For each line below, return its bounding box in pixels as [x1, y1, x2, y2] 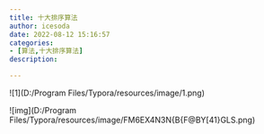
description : [9, 55, 58, 64]
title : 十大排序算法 [9, 13, 78, 22]
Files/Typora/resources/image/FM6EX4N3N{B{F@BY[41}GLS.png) [9, 114, 256, 125]
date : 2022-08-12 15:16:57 [9, 30, 110, 39]
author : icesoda [9, 22, 70, 31]
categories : [9, 38, 54, 48]
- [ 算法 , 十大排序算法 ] [9, 47, 84, 56]
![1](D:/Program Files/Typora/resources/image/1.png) [9, 87, 205, 98]
